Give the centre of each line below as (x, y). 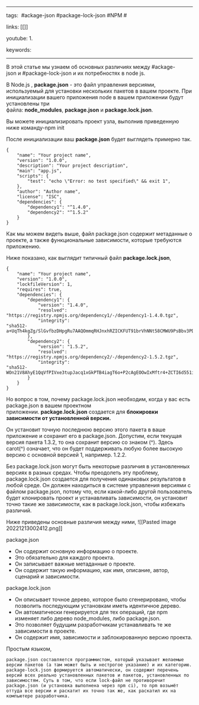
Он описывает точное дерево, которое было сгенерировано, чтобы (100, 599)
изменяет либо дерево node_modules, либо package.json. (88, 618)
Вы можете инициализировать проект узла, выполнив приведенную (93, 121)
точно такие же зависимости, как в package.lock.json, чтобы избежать (96, 504)
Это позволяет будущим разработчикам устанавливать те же (93, 625)
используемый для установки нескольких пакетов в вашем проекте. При (99, 91)
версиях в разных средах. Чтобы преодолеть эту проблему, (83, 473)
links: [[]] (17, 27)
